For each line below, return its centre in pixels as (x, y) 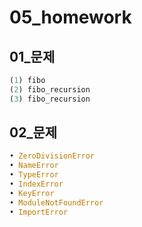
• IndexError (36, 184)
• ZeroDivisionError (52, 156)
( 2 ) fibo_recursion (50, 89)
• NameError (34, 166)
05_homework (70, 17)
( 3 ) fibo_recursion (50, 99)
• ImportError (39, 212)
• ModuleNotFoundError (56, 202)
